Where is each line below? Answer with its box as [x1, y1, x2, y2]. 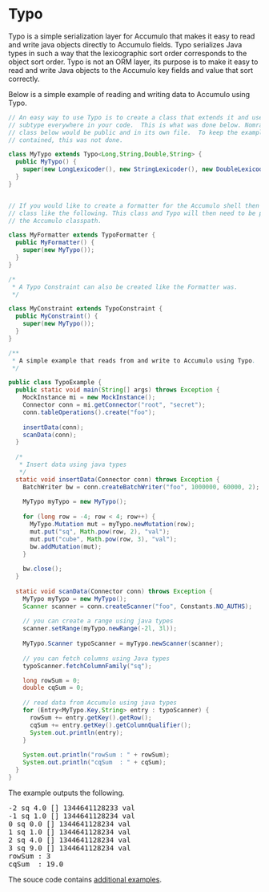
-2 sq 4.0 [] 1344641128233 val [8, 803, 135, 813]
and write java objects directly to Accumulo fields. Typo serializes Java [8, 39, 243, 49]
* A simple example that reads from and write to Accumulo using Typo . [11, 356, 256, 365]
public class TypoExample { [8, 379, 102, 387]
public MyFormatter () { [15, 238, 94, 247]
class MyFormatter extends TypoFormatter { [8, 231, 156, 239]
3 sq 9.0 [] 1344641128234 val [8, 843, 131, 853]
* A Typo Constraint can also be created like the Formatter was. [11, 282, 239, 291]
